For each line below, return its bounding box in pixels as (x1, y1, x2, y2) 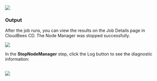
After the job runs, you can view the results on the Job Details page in (5, 27, 145, 33)
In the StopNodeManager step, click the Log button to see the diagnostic (5, 51, 153, 57)
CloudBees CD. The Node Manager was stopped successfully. (5, 33, 130, 39)
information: (5, 56, 30, 62)
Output (5, 16, 22, 23)
